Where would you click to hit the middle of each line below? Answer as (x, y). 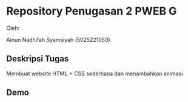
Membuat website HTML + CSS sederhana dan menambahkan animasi (95, 73)
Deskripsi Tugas (38, 59)
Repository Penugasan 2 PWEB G (92, 11)
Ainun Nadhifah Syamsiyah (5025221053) (58, 39)
